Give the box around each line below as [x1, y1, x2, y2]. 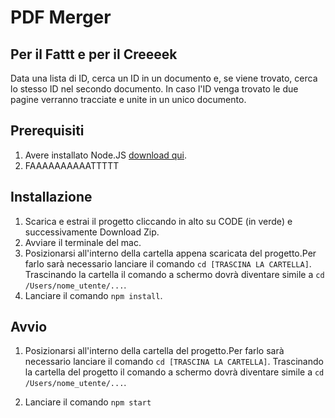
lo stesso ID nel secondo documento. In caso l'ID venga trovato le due [10, 83, 299, 95]
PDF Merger [10, 6, 112, 29]
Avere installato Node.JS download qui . [24, 149, 188, 161]
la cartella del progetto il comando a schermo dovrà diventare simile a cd [24, 366, 325, 378]
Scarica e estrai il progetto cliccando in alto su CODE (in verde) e [24, 215, 293, 227]
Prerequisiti [10, 122, 85, 140]
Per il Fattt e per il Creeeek [10, 46, 178, 63]
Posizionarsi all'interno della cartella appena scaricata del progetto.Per [24, 247, 317, 259]
